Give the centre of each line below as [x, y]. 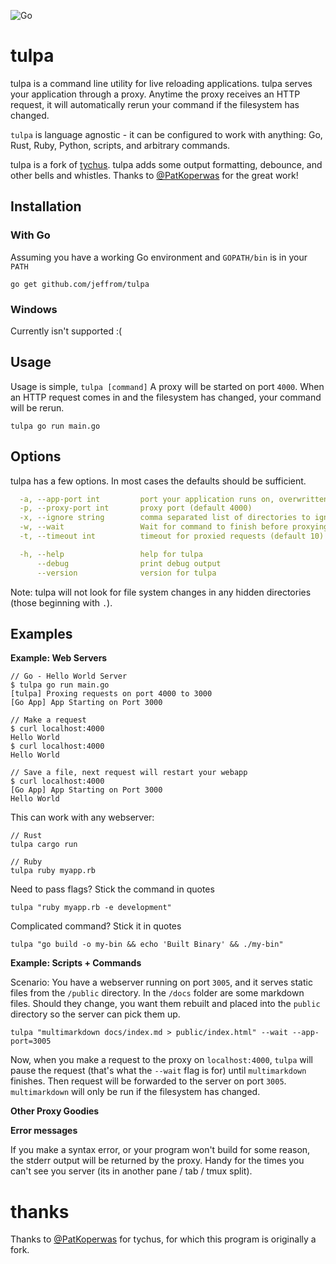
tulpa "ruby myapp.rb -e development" [91, 908]
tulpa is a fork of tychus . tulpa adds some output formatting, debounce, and [166, 164]
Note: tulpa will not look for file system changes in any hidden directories [161, 592]
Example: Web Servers [59, 658]
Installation [46, 206]
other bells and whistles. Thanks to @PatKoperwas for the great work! [154, 175]
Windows [34, 309]
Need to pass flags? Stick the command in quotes [112, 889]
